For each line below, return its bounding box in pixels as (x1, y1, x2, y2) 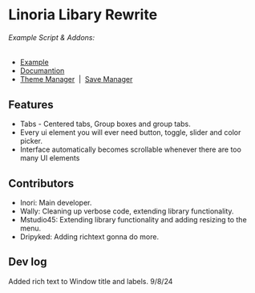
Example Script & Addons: (8, 32, 95, 42)
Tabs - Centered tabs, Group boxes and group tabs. (19, 119, 191, 129)
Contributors (8, 177, 75, 190)
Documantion (19, 66, 65, 75)
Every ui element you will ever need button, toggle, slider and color (19, 128, 241, 137)
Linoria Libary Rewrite (8, 6, 158, 24)
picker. (19, 136, 42, 146)
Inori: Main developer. (19, 198, 92, 208)
